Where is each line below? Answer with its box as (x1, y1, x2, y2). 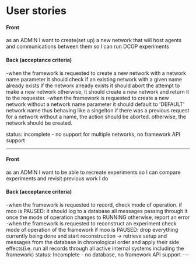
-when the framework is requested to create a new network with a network (6, 69, 187, 77)
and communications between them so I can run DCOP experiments (6, 43, 169, 50)
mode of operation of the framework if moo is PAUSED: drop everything (6, 227, 178, 233)
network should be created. (6, 119, 73, 126)
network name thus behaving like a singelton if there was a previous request (6, 107, 190, 114)
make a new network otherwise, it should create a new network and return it (6, 88, 190, 95)
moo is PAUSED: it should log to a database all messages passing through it (6, 208, 188, 214)
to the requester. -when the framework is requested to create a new (6, 94, 169, 101)
